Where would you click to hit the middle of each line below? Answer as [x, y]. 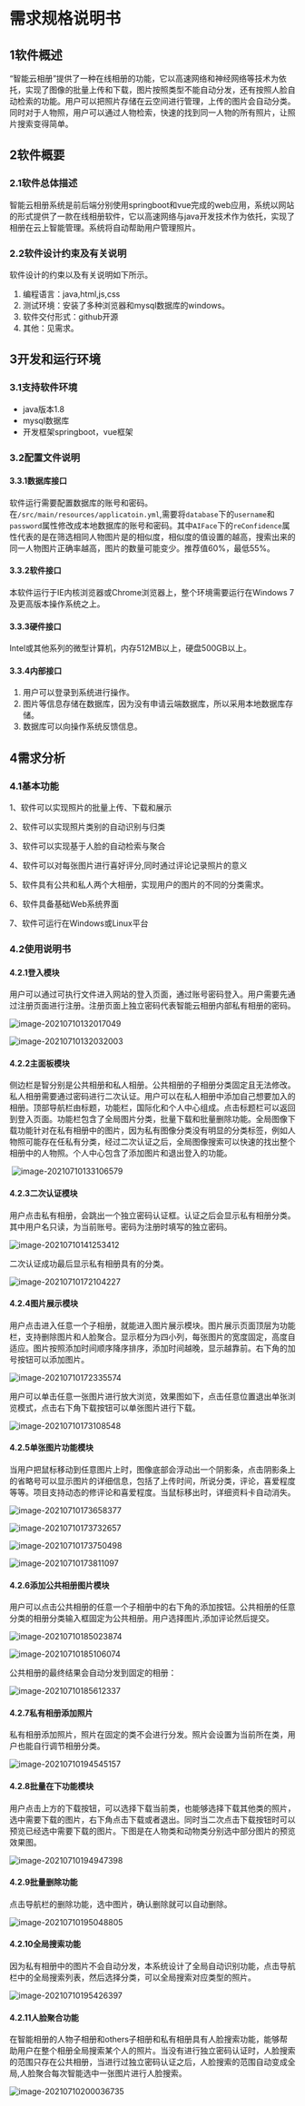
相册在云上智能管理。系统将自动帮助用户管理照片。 [105, 227]
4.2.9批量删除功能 [44, 1882]
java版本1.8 [44, 408]
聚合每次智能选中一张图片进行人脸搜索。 [112, 2073]
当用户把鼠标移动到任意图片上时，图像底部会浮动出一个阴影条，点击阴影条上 [152, 1470]
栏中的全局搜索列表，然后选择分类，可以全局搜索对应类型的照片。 [133, 1978]
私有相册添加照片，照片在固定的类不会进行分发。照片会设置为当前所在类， [148, 1735]
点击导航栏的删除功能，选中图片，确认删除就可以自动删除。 [121, 1904]
